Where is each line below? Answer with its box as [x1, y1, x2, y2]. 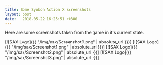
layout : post [5, 12, 32, 17]
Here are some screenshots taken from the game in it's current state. [5, 30, 144, 36]
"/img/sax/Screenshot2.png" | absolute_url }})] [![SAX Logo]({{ [5, 49, 132, 55]
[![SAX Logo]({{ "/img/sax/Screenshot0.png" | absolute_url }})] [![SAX [5, 39, 146, 45]
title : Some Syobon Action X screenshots [5, 7, 91, 12]
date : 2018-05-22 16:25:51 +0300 [5, 16, 78, 21]
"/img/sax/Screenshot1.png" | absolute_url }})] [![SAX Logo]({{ [11, 44, 137, 50]
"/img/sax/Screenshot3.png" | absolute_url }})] [5, 55, 99, 61]
